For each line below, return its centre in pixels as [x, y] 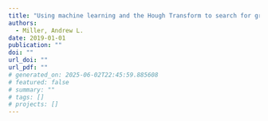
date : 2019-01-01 [37, 38]
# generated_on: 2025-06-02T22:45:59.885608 [83, 75]
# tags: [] [26, 97]
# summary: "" [32, 90]
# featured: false [39, 82]
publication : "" [35, 45]
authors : [23, 23]
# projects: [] [33, 104]
